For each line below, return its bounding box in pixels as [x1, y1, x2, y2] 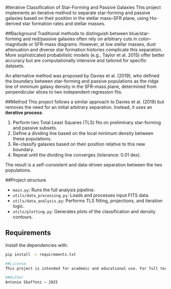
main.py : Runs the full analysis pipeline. [12, 187, 95, 193]
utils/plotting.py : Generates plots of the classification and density [12, 209, 156, 214]
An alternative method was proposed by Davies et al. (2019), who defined [5, 73, 159, 78]
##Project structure [5, 177, 46, 183]
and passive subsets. [12, 125, 58, 131]
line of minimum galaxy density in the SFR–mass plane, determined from [5, 83, 157, 90]
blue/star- [129, 31, 150, 36]
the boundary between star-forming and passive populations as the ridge [5, 78, 159, 84]
